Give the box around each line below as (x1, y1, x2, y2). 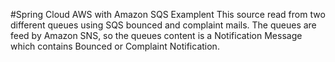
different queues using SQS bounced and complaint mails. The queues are (10, 19, 317, 31)
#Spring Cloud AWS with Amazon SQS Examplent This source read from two (10, 9, 326, 20)
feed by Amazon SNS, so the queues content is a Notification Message (10, 30, 303, 41)
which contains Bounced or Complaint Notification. (10, 40, 220, 52)
